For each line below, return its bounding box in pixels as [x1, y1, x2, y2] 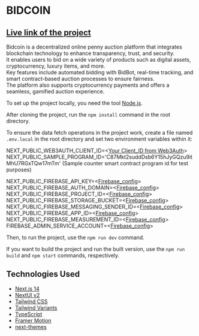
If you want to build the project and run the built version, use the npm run [6, 246, 185, 252]
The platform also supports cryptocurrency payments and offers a [6, 81, 170, 89]
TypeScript [14, 310, 43, 317]
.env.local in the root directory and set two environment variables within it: [6, 135, 193, 143]
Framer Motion [14, 317, 52, 324]
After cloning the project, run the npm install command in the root [6, 111, 171, 118]
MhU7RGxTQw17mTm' [6, 160, 61, 167]
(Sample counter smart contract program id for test [62, 160, 189, 167]
